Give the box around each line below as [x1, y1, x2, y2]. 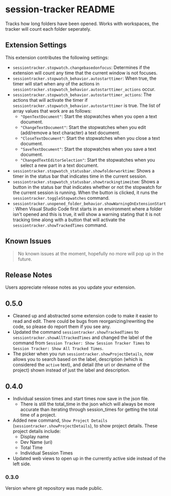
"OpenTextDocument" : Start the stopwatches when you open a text [20, 113, 157, 119]
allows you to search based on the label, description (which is [12, 356, 143, 362]
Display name [20, 434, 50, 440]
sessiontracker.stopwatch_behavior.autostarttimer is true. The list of [12, 102, 161, 109]
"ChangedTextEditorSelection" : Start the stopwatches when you [20, 157, 155, 163]
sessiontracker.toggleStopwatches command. [12, 195, 110, 201]
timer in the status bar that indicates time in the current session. [12, 173, 147, 179]
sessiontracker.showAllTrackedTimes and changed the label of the [12, 334, 153, 341]
